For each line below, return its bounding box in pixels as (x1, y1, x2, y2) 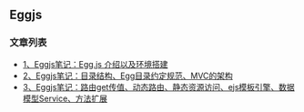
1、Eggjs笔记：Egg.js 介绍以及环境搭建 (22, 58, 168, 69)
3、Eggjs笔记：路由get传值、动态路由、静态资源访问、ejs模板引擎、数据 (22, 81, 296, 92)
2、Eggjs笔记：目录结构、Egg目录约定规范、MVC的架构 (22, 70, 234, 81)
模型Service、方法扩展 (22, 93, 107, 104)
